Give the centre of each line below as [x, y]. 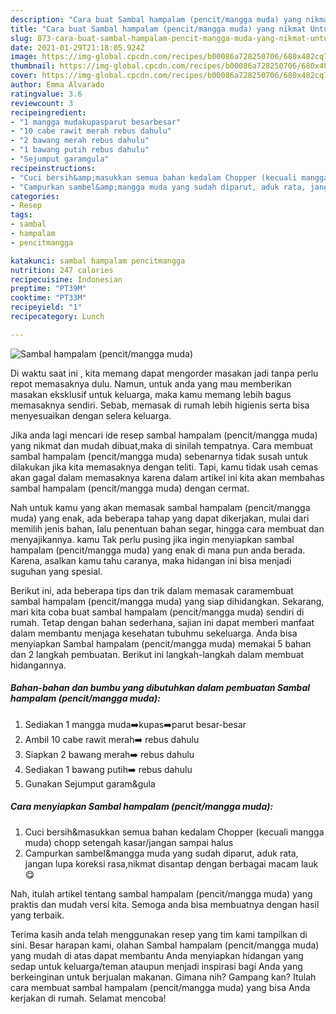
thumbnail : [33, 66]
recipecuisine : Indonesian [66, 279]
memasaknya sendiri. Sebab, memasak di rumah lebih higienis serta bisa [160, 405]
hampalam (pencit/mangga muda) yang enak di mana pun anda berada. [158, 550]
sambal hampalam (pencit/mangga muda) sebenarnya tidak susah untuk [159, 456]
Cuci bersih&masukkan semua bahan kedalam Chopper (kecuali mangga [174, 832]
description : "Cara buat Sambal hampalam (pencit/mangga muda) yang [156, 19]
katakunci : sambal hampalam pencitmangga [98, 261]
